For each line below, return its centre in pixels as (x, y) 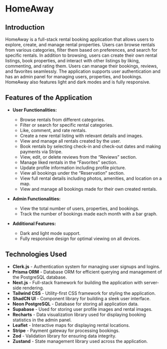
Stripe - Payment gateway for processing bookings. (66, 330)
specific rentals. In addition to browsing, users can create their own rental (81, 55)
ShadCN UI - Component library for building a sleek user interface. (81, 298)
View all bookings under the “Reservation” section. (72, 173)
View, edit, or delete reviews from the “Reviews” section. (78, 157)
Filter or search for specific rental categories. (67, 125)
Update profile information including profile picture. (73, 167)
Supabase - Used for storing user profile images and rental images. (82, 309)
